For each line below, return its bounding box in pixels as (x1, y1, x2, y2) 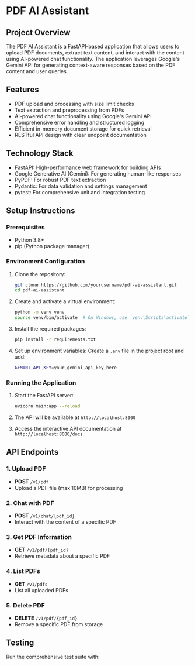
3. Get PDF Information (6, 533, 72, 541)
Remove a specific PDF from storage (14, 620, 103, 627)
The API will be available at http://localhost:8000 (14, 414, 136, 421)
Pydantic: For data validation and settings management (14, 183, 147, 190)
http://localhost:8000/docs (14, 431, 83, 437)
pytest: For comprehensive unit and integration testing (14, 188, 145, 195)
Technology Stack (6, 148, 74, 159)
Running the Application (6, 379, 76, 387)
